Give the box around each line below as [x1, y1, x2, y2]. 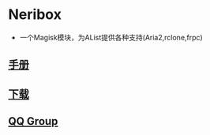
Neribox [8, 6, 62, 24]
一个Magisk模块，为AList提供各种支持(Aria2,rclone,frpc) [19, 32, 203, 42]
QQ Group [8, 114, 58, 128]
